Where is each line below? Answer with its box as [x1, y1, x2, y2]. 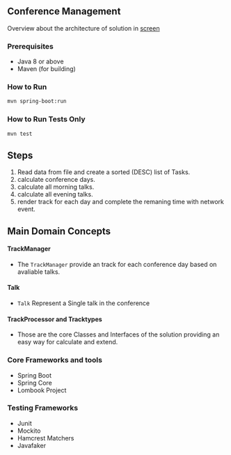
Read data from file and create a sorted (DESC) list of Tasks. [17, 168, 191, 176]
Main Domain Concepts [7, 225, 111, 237]
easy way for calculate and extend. [17, 338, 118, 346]
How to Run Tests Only [7, 114, 86, 124]
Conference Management [7, 6, 121, 17]
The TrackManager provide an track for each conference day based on [17, 260, 217, 268]
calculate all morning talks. [17, 183, 95, 191]
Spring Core [17, 378, 52, 387]
